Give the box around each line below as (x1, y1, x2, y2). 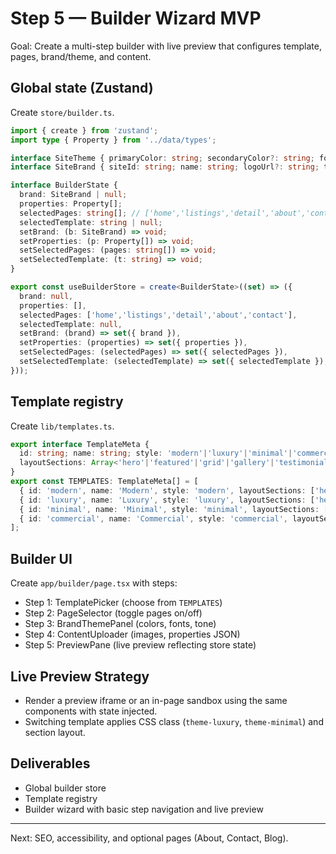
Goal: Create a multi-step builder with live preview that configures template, (10, 40, 322, 52)
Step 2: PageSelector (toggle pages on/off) (24, 607, 203, 619)
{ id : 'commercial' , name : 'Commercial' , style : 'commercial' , (19, 513, 288, 524)
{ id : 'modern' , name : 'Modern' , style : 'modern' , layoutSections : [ (19, 485, 315, 496)
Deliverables (10, 755, 91, 772)
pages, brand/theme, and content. (10, 50, 152, 62)
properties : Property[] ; (19, 199, 123, 209)
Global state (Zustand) (10, 80, 154, 97)
